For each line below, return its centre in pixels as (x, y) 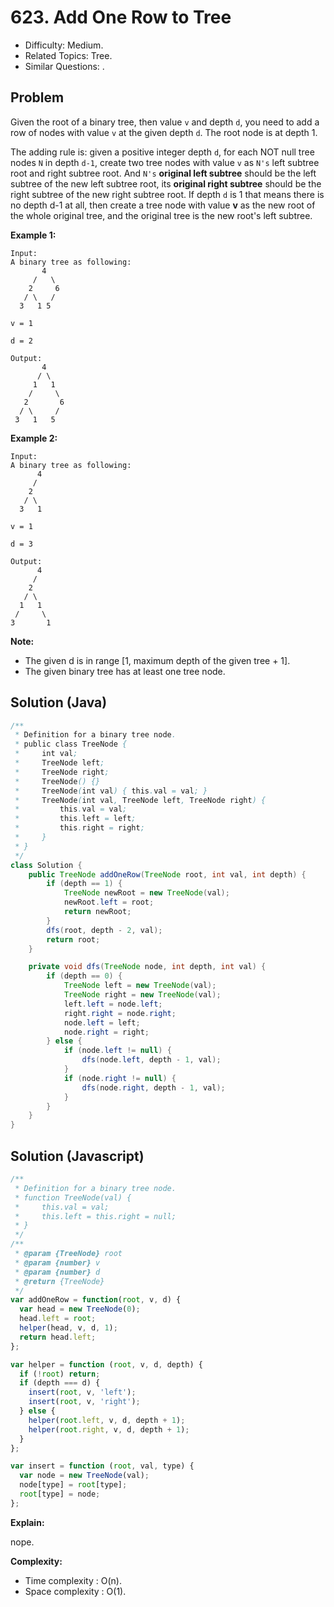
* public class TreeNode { (71, 744)
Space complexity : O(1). (75, 1591)
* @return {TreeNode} (59, 1281)
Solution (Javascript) (77, 1156)
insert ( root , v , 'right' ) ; (84, 1402)
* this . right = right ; (79, 828)
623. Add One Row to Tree (121, 17)
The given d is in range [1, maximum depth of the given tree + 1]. (157, 660)
